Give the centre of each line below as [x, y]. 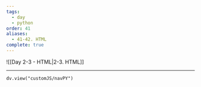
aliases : [17, 34]
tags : [13, 12]
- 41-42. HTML [29, 39]
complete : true [25, 45]
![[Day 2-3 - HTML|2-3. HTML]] [45, 62]
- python [22, 23]
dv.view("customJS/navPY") [40, 78]
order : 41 [19, 28]
